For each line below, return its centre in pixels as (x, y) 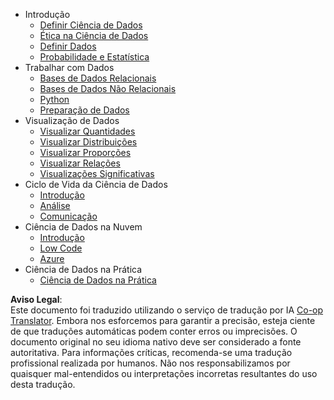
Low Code (61, 248)
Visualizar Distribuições (88, 142)
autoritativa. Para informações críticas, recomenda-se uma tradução (151, 352)
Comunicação (68, 216)
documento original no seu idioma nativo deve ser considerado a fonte (156, 342)
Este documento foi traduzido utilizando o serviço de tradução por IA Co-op (167, 310)
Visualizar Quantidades (87, 131)
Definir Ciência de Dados (91, 25)
